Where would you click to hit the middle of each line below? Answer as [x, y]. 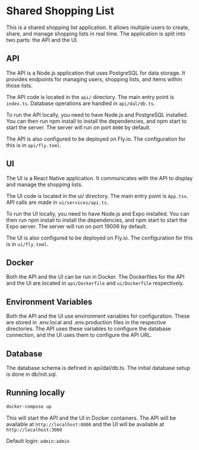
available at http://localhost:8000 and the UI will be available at [85, 424]
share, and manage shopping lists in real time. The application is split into [96, 33]
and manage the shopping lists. [45, 184]
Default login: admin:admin [38, 441]
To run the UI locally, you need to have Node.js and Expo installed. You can [98, 213]
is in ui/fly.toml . [27, 244]
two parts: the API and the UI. [42, 40]
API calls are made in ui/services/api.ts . [57, 202]
